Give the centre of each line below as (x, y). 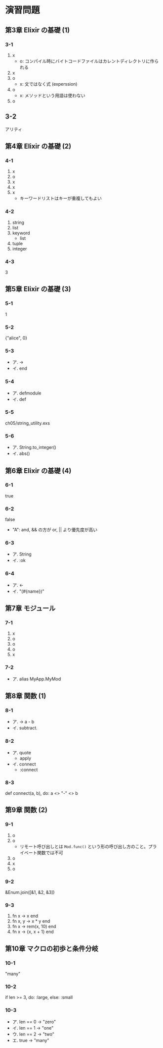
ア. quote (21, 752)
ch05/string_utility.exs (28, 423)
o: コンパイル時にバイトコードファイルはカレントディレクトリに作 (87, 61)
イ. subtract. (25, 728)
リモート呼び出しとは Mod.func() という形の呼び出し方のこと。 (84, 846)
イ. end (20, 368)
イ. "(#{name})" (28, 591)
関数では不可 (50, 852)
